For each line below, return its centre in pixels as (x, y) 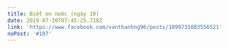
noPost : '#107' (30, 34)
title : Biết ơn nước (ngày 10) (53, 14)
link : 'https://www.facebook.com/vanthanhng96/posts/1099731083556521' (115, 27)
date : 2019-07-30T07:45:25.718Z (55, 20)
